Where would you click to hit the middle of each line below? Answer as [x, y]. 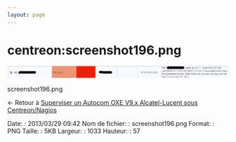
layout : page [26, 15]
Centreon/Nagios [32, 110]
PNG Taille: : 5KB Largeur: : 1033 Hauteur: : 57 [74, 131]
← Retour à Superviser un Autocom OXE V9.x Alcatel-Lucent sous [103, 102]
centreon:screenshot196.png [94, 50]
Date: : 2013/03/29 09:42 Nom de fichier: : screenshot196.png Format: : [111, 123]
